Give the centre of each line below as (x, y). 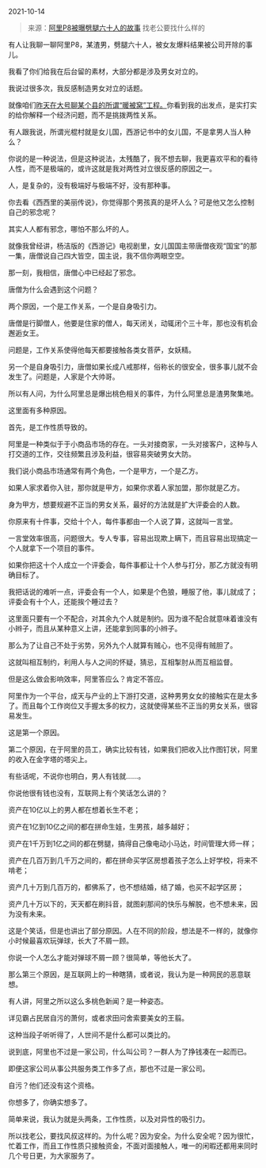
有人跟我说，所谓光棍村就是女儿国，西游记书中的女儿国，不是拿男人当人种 (129, 132)
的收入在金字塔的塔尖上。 (50, 759)
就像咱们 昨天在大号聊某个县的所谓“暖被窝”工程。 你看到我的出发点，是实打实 (133, 105)
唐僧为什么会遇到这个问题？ (53, 289)
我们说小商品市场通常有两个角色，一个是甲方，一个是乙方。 (105, 471)
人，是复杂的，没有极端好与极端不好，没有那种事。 (91, 185)
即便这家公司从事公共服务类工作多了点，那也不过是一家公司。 (109, 1068)
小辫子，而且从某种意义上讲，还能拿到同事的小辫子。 (95, 628)
